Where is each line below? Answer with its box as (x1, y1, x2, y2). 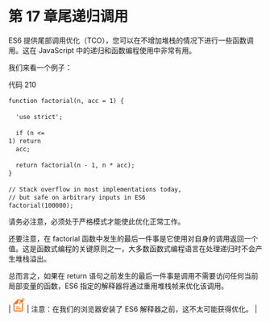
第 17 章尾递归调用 (8, 7, 129, 26)
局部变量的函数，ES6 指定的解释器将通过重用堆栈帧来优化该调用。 (8, 281, 229, 291)
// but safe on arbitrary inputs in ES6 (8, 193, 147, 201)
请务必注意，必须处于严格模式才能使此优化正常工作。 (8, 217, 185, 226)
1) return (8, 137, 42, 145)
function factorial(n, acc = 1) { (8, 97, 125, 105)
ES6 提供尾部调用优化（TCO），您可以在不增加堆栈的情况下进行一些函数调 (8, 35, 254, 45)
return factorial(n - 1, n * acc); (15, 161, 135, 169)
